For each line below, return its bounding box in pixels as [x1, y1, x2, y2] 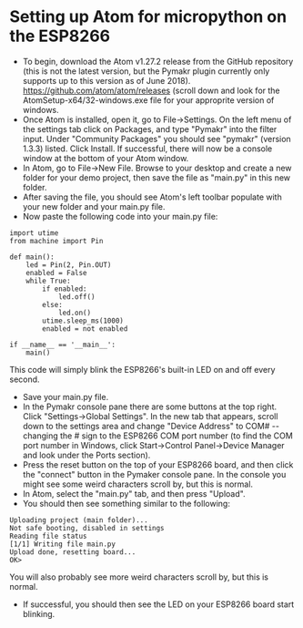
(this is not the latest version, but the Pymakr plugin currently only [22, 66, 270, 77]
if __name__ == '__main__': [9, 340, 116, 349]
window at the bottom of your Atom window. [22, 152, 189, 163]
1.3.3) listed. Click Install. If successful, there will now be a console [22, 143, 273, 154]
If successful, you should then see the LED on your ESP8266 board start [22, 599, 295, 610]
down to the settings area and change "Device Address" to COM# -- [22, 420, 280, 431]
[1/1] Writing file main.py [9, 540, 116, 549]
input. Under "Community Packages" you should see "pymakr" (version [22, 133, 291, 144]
